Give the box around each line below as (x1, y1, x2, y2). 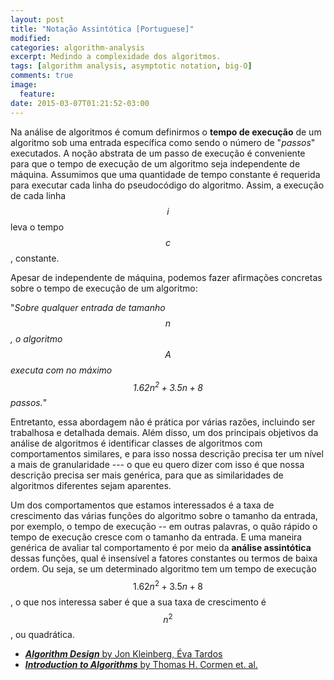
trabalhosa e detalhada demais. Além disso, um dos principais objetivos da (10, 427, 319, 439)
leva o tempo (10, 221, 65, 233)
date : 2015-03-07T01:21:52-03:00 (10, 98, 150, 108)
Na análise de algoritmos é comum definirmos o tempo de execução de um (10, 126, 322, 138)
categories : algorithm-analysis (10, 42, 145, 53)
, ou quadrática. (10, 629, 75, 641)
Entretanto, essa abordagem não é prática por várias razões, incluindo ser (10, 416, 316, 428)
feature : (19, 89, 56, 99)
